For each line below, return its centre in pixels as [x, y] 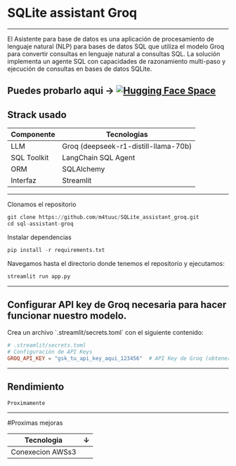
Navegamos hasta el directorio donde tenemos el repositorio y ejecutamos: [116, 263]
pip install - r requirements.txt [56, 250]
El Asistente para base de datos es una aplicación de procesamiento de [111, 39]
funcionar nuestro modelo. [67, 316]
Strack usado [37, 115]
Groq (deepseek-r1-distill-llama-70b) [127, 147]
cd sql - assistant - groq [40, 224]
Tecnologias [127, 135]
